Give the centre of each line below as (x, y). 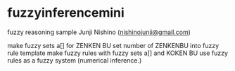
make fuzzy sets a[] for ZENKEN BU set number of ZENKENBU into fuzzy (113, 45)
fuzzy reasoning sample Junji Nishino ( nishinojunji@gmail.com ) (99, 32)
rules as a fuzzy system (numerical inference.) (75, 60)
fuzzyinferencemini (66, 13)
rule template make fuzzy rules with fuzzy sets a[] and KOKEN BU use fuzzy (118, 53)
